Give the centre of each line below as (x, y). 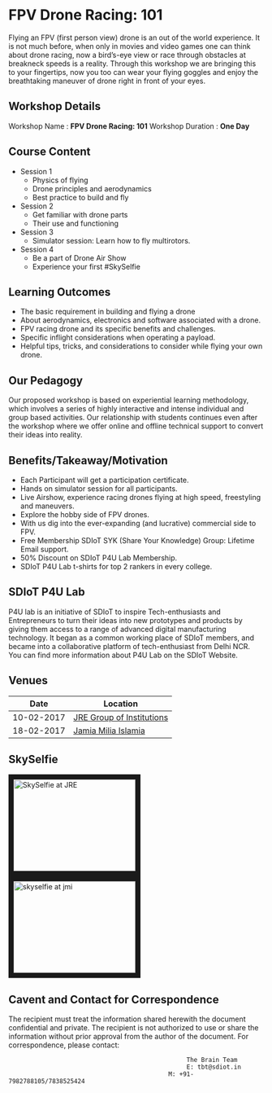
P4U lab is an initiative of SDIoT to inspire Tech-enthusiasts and (114, 612)
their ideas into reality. (45, 435)
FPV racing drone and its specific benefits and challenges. (118, 329)
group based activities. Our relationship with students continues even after (133, 418)
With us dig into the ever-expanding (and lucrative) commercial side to (138, 523)
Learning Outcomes (60, 292)
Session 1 (36, 171)
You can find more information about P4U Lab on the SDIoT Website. (123, 655)
